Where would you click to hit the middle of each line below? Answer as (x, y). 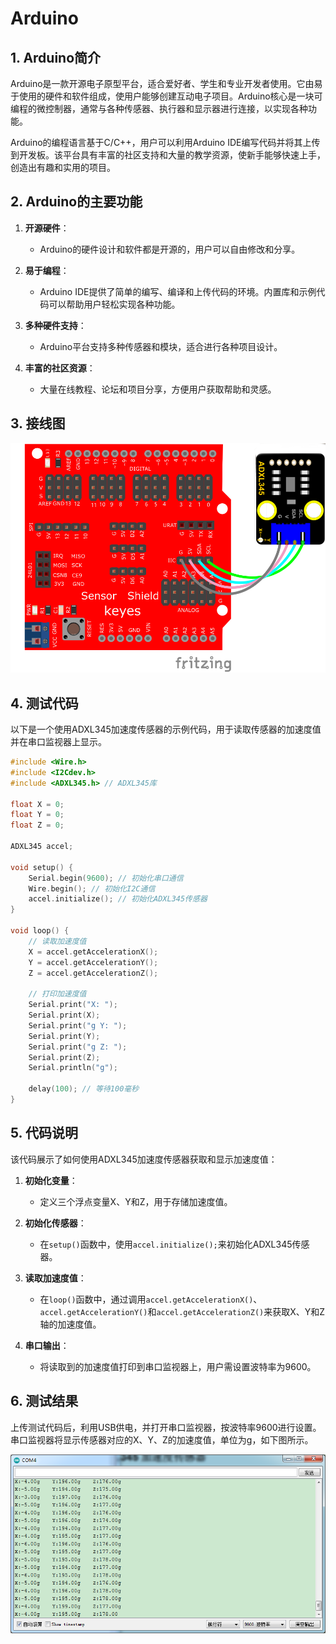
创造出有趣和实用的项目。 (63, 167)
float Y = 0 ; (37, 815)
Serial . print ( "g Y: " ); (78, 1025)
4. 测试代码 (44, 703)
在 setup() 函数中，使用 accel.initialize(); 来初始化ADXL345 (166, 1244)
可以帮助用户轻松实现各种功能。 (114, 304)
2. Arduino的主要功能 (76, 202)
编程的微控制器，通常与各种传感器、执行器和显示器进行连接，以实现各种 (159, 108)
